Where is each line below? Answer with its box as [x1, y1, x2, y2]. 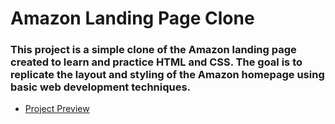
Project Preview [24, 103, 90, 115]
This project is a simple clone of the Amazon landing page [10, 43, 297, 57]
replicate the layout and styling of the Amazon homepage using [10, 68, 325, 82]
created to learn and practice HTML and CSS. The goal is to [10, 55, 303, 69]
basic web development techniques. [10, 80, 192, 94]
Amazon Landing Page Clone [10, 7, 255, 30]
